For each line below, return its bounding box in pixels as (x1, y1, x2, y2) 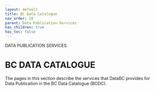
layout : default (5, 7, 38, 12)
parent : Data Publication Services (5, 20, 77, 26)
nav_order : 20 (5, 16, 34, 21)
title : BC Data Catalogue (5, 12, 57, 16)
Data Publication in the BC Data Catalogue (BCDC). (5, 80, 107, 86)
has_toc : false (5, 29, 36, 34)
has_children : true (5, 25, 45, 30)
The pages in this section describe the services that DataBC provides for (5, 75, 150, 81)
